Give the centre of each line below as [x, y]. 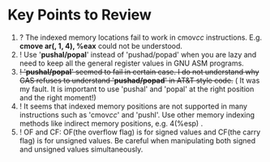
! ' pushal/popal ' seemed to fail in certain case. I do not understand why [139, 71]
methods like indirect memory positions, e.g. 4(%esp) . [111, 123]
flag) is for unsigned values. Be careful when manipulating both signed [137, 140]
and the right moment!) [58, 97]
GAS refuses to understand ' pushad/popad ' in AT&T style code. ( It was [139, 80]
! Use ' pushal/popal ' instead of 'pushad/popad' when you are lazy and [138, 54]
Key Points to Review [79, 15]
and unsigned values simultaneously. [81, 149]
